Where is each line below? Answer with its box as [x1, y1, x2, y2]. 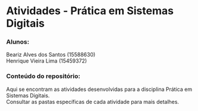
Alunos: [6, 38, 30, 46]
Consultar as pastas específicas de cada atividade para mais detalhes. [6, 98, 180, 105]
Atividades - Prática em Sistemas [6, 4, 174, 18]
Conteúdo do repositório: [6, 72, 80, 80]
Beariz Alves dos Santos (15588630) [6, 51, 96, 58]
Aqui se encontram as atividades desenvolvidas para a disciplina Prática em [6, 86, 192, 93]
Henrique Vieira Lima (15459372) [6, 57, 87, 64]
